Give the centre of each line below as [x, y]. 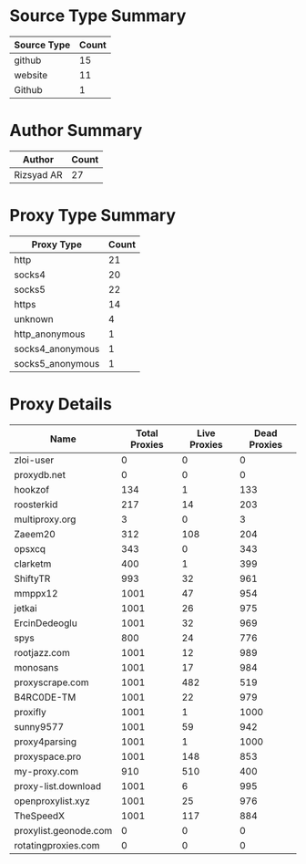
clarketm [33, 564]
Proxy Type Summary [92, 216]
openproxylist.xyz [52, 801]
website [31, 75]
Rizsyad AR [38, 174]
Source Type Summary [98, 16]
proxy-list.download [58, 786]
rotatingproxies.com [57, 845]
